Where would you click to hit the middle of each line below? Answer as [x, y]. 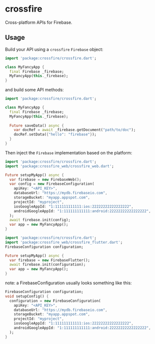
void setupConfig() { [27, 296]
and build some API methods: [34, 90]
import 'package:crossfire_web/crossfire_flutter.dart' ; [64, 242]
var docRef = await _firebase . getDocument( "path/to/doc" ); [75, 130]
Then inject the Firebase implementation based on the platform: [69, 153]
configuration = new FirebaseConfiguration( [55, 301]
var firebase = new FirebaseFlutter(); [50, 260]
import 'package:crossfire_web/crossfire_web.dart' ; [60, 166]
